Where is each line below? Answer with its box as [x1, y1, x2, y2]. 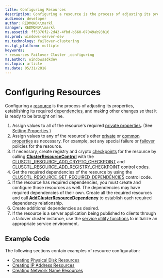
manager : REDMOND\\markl [5, 25, 55, 30]
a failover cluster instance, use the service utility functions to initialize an [12, 215, 158, 221]
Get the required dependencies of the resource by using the [12, 169, 132, 175]
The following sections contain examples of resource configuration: [5, 247, 140, 253]
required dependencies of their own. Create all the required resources [12, 190, 152, 195]
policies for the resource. [12, 143, 63, 149]
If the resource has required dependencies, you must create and [12, 179, 141, 185]
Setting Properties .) [12, 127, 51, 134]
